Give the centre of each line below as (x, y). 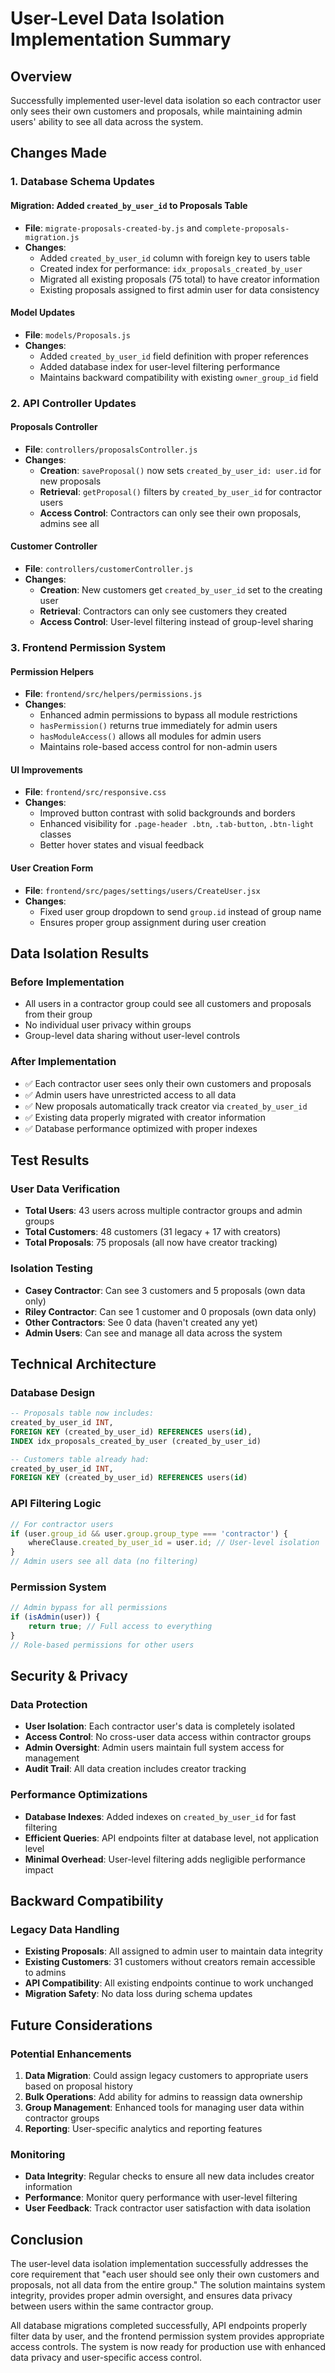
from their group (58, 1014)
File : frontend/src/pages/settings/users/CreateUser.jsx (142, 890)
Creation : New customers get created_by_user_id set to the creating (181, 590)
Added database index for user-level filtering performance (160, 366)
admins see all (69, 523)
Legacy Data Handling (65, 1929)
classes (55, 834)
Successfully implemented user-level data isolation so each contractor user (166, 100)
